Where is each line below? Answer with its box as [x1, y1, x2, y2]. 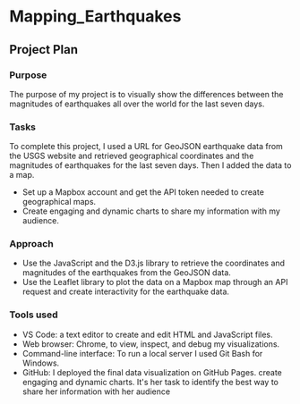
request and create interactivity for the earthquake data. [21, 286, 230, 297]
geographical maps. [21, 197, 97, 207]
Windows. [21, 358, 60, 368]
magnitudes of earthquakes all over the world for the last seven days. [9, 98, 265, 109]
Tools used [9, 308, 58, 321]
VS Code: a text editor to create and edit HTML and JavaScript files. [21, 329, 273, 340]
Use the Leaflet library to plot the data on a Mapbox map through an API [21, 277, 288, 288]
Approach [9, 238, 54, 250]
